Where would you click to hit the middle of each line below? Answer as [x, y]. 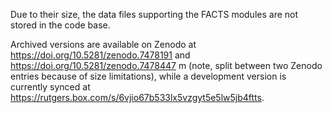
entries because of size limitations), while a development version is [148, 76]
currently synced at [50, 87]
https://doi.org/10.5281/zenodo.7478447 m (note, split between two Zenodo [166, 65]
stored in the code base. [60, 25]
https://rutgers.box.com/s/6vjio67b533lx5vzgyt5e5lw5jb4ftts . [137, 97]
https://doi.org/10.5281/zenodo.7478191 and [100, 55]
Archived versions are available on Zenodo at [103, 44]
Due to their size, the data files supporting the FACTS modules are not [154, 14]
